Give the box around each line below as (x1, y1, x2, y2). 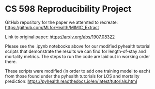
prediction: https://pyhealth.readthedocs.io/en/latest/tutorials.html (5, 78, 137, 84)
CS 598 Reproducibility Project (5, 3, 132, 15)
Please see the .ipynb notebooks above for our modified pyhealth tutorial (5, 43, 151, 49)
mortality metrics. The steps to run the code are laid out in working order (5, 53, 150, 59)
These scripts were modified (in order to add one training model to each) (5, 68, 151, 74)
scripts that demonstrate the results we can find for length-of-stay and (5, 48, 146, 54)
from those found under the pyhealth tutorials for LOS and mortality (5, 73, 139, 79)
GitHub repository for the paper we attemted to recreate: (5, 19, 118, 25)
